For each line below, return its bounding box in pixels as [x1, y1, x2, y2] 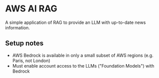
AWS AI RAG [5, 3, 58, 14]
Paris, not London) [12, 58, 51, 64]
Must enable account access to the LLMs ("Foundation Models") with [12, 63, 155, 69]
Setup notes [5, 39, 44, 48]
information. [5, 24, 30, 30]
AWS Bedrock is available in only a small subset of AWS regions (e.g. [12, 52, 154, 58]
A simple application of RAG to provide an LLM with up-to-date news [5, 19, 146, 25]
